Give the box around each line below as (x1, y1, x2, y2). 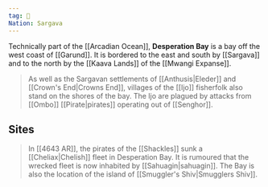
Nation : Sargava (8, 19, 63, 27)
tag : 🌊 (8, 11, 31, 20)
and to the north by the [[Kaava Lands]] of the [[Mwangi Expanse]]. (8, 58, 232, 68)
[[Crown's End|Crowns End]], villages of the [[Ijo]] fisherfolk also (27, 82, 243, 92)
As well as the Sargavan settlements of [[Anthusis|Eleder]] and (27, 74, 237, 83)
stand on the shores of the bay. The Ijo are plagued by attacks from (27, 91, 252, 100)
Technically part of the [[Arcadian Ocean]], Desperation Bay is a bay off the (8, 41, 261, 51)
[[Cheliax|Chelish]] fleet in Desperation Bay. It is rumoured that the (27, 152, 249, 162)
